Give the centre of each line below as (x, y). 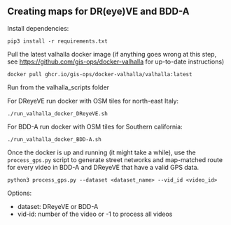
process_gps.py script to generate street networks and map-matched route (115, 159)
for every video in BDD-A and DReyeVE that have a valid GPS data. (103, 167)
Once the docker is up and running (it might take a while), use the (101, 152)
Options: (20, 193)
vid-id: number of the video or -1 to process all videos (95, 214)
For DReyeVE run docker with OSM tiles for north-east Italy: (93, 101)
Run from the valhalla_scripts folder (58, 87)
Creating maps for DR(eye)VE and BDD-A (99, 12)
